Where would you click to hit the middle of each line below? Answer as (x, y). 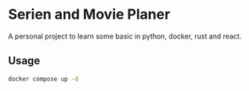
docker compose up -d (43, 79)
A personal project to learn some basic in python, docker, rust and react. (125, 36)
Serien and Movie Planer (89, 15)
